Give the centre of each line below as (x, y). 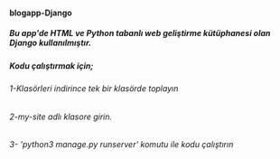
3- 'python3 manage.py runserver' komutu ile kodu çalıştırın (121, 145)
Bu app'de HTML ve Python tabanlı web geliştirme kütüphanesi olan (140, 33)
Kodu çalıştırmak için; (51, 65)
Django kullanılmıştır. (51, 43)
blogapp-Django (41, 13)
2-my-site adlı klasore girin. (61, 117)
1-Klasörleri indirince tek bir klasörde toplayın (94, 88)
